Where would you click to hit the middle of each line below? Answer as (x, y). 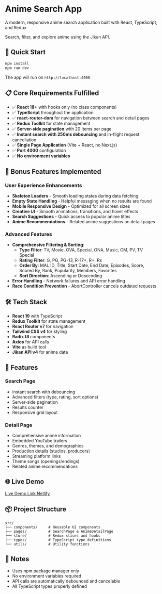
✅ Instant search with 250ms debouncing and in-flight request (76, 134)
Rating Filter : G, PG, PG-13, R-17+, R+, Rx (61, 260)
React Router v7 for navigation (43, 327)
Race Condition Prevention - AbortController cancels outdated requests (84, 286)
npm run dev (17, 68)
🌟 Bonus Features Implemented (53, 172)
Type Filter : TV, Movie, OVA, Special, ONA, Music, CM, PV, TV (81, 250)
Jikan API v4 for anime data (40, 352)
